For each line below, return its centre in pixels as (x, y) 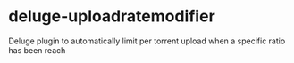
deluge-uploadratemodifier (112, 16)
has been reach (37, 50)
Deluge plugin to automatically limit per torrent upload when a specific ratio (147, 41)
